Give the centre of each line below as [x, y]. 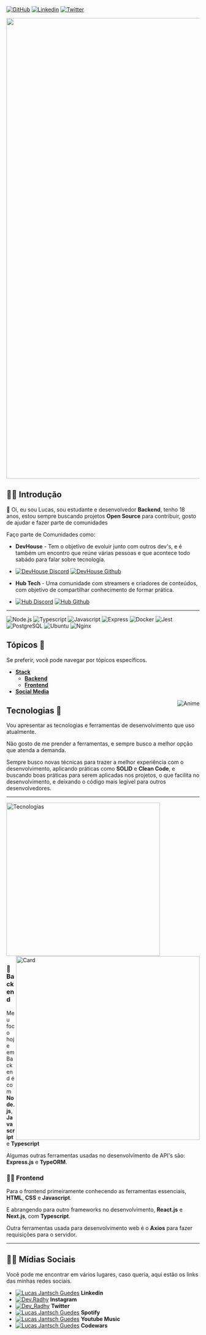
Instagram [63, 1299]
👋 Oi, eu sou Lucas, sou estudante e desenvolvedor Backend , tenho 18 [96, 509]
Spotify [90, 1312]
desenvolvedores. [29, 788]
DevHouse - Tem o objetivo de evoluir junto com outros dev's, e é [99, 546]
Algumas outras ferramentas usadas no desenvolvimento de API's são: [96, 1155]
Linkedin [92, 1293]
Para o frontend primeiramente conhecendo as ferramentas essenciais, [97, 1191]
